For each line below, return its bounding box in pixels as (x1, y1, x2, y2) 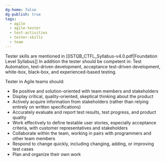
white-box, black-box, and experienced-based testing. (5, 69, 116, 75)
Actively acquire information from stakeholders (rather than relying (12, 99, 149, 105)
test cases (12, 146, 34, 152)
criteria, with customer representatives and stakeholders (12, 125, 128, 131)
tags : (5, 16, 16, 21)
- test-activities (9, 30, 48, 35)
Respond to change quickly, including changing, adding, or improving (12, 141, 155, 147)
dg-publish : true (5, 12, 41, 17)
